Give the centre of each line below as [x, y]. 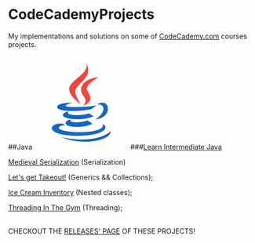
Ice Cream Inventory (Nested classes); [70, 192]
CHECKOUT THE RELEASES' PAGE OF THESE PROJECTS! [102, 231]
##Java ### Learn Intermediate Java [115, 147]
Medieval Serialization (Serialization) [67, 161]
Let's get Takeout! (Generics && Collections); [81, 177]
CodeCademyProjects [82, 15]
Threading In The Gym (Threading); [66, 207]
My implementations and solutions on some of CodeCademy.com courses [127, 36]
